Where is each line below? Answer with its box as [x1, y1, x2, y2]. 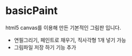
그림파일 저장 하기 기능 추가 [13, 44, 77, 51]
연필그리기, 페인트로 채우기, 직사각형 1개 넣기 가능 [13, 36, 126, 43]
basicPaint [5, 4, 58, 17]
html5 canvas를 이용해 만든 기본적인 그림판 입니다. [5, 24, 122, 31]
